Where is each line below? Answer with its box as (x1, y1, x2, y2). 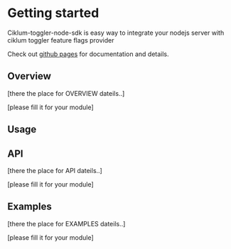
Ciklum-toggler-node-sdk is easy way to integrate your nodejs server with (7, 28, 225, 37)
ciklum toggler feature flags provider (7, 35, 114, 44)
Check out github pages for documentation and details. (7, 50, 169, 58)
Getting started (7, 5, 100, 21)
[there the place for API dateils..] (7, 166, 103, 175)
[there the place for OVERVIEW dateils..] (7, 89, 125, 97)
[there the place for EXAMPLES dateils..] (7, 219, 126, 228)
